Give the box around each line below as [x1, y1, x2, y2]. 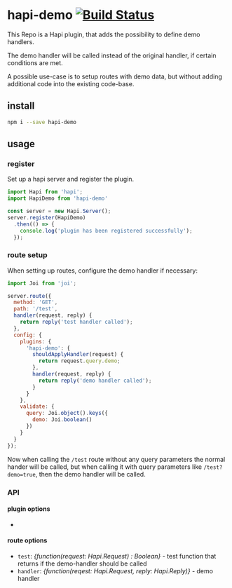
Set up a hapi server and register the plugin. [7, 175, 135, 184]
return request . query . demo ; [38, 357, 121, 364]
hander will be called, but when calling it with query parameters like [7, 463, 203, 471]
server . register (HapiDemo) [7, 214, 86, 221]
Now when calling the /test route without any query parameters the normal [7, 455, 226, 463]
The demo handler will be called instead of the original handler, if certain [7, 51, 217, 60]
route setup [7, 250, 48, 260]
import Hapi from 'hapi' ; [7, 189, 83, 196]
